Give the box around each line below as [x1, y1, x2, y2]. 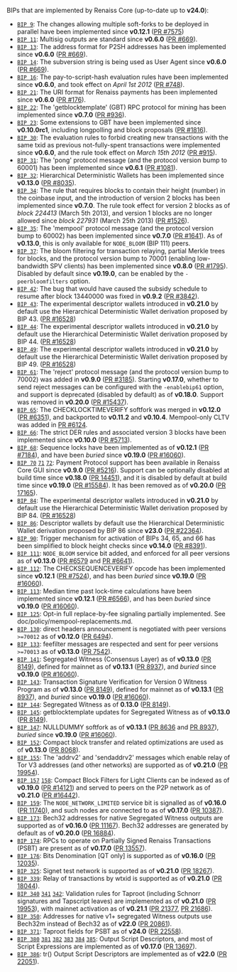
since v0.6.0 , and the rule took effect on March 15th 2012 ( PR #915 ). [16, 149, 217, 157]
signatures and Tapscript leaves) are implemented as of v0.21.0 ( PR [16, 897, 216, 905]
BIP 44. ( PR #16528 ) [16, 337, 77, 346]
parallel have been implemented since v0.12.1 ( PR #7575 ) [16, 28, 184, 36]
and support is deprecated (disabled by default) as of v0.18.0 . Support [16, 391, 224, 398]
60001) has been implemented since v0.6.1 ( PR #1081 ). [16, 164, 178, 171]
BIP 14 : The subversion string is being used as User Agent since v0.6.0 [16, 58, 226, 66]
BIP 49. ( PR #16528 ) [16, 360, 76, 369]
